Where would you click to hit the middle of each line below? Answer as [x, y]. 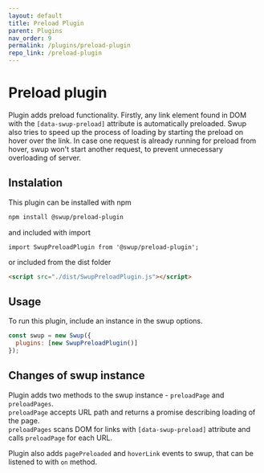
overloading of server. [45, 157]
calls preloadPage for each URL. [60, 438]
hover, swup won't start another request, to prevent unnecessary [116, 149]
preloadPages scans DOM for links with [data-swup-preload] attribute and [130, 429]
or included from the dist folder [60, 262]
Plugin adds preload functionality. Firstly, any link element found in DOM [128, 115]
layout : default [35, 16]
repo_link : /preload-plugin [55, 53]
